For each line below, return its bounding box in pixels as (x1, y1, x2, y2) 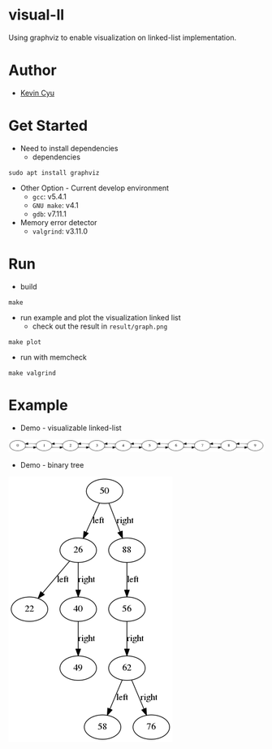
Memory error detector (19, 217, 97, 227)
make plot (8, 337, 42, 346)
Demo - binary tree (19, 459, 84, 469)
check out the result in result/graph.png (32, 321, 168, 331)
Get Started (8, 116, 88, 135)
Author (8, 61, 57, 80)
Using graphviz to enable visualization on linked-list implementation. (8, 33, 237, 42)
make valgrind (8, 368, 57, 377)
